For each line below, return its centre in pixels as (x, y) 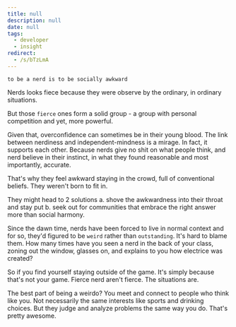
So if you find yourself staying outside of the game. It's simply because (111, 272)
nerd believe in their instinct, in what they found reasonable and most (108, 157)
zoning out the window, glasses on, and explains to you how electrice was (115, 251)
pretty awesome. (32, 316)
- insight (28, 47)
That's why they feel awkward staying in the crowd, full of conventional (111, 178)
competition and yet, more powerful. (60, 121)
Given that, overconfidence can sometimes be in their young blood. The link (118, 134)
